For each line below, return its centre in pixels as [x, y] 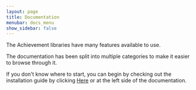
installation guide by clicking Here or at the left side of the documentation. [96, 81]
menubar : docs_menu [30, 22]
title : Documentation [33, 17]
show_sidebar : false [32, 28]
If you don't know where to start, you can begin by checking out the [89, 74]
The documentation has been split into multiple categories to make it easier [98, 56]
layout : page [22, 12]
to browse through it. [32, 63]
